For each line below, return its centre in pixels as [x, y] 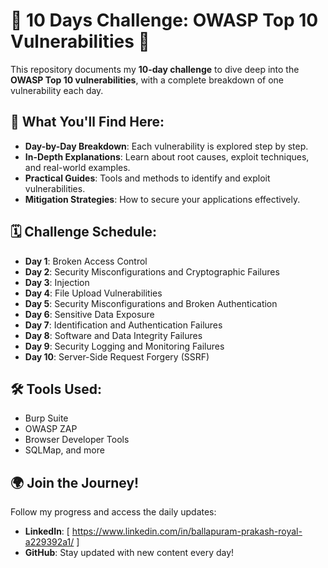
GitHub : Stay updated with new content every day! [129, 553]
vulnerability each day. [57, 90]
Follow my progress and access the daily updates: [113, 512]
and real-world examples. [77, 167]
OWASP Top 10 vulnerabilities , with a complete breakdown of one [147, 80]
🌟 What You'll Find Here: [87, 122]
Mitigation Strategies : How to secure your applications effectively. [162, 199]
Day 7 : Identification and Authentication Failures [123, 325]
